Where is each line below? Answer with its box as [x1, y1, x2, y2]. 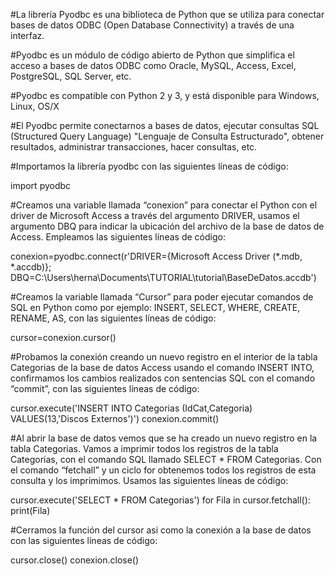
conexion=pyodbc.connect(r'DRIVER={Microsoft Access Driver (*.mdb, [10, 250, 303, 262]
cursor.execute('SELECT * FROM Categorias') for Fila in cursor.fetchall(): [10, 494, 311, 506]
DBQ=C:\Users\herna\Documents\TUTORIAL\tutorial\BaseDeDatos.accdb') [10, 272, 317, 283]
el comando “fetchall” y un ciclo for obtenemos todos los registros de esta [10, 464, 317, 476]
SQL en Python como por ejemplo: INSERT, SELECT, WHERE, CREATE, [10, 302, 301, 313]
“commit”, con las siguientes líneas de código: [10, 383, 200, 394]
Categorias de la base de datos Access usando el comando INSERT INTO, [10, 362, 315, 373]
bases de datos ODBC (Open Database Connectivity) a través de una [10, 19, 295, 31]
